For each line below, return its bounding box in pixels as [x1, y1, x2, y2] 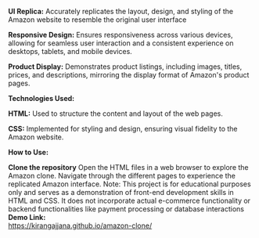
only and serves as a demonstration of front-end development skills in [8, 188, 235, 197]
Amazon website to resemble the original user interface [8, 15, 187, 24]
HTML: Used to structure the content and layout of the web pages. [8, 109, 223, 118]
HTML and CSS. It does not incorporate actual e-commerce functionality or [8, 196, 251, 205]
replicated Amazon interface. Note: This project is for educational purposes [8, 179, 252, 189]
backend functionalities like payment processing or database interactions [8, 204, 245, 214]
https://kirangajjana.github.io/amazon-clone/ [8, 221, 153, 230]
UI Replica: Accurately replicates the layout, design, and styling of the [8, 7, 233, 16]
